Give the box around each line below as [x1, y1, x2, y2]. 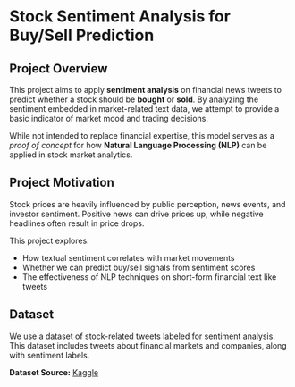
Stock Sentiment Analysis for [9, 6, 231, 27]
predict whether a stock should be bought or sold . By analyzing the [9, 94, 259, 105]
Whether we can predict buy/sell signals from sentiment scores [21, 262, 256, 273]
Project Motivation [9, 175, 114, 190]
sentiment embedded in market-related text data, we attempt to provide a [9, 104, 280, 114]
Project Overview [9, 61, 108, 76]
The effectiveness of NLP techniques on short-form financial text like [21, 271, 277, 282]
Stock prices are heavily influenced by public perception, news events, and [9, 198, 286, 209]
